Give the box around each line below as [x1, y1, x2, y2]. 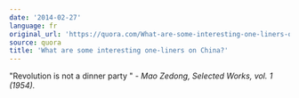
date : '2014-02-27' [9, 12, 82, 22]
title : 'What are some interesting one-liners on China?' [9, 46, 229, 55]
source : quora [9, 37, 62, 47]
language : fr [9, 21, 58, 30]
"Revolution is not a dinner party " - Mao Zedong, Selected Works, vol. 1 [9, 70, 273, 81]
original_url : [9, 29, 62, 38]
